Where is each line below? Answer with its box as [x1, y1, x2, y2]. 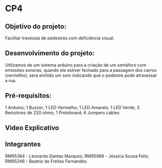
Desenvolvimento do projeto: [5, 49, 95, 57]
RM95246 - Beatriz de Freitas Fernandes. [5, 158, 88, 164]
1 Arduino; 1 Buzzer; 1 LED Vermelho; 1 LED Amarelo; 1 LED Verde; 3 [5, 104, 140, 110]
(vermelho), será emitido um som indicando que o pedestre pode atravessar [5, 72, 157, 78]
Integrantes [5, 140, 41, 149]
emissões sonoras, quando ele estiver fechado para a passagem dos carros [5, 67, 157, 73]
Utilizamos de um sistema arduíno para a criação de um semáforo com [5, 62, 146, 68]
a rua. [5, 77, 17, 83]
